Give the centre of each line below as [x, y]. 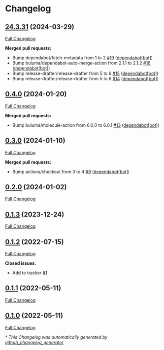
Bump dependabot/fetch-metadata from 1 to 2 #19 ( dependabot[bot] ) [82, 58]
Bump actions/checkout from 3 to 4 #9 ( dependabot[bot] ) [71, 172]
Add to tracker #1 [30, 273]
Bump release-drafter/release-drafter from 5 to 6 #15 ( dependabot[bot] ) [85, 73]
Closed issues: [21, 263]
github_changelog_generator [34, 342]
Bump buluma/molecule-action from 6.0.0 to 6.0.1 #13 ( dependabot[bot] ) [86, 125]
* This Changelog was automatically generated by [56, 337]
